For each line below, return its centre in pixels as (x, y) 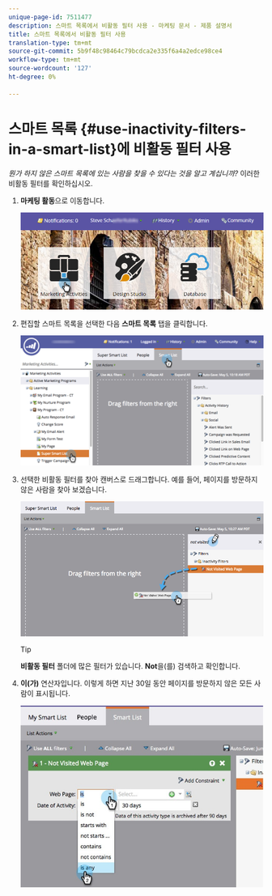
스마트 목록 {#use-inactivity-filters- (127, 129)
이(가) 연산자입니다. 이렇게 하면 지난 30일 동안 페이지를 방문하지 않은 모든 (136, 683)
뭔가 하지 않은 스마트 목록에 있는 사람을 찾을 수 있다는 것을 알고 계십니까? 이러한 (134, 173)
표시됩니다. (53, 693)
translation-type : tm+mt (50, 43)
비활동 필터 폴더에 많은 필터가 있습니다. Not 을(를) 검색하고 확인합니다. (130, 666)
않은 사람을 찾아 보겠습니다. (64, 489)
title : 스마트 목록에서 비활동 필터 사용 (67, 34)
